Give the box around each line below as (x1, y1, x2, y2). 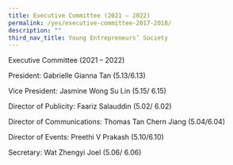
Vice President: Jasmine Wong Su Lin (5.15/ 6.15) (8, 86, 166, 96)
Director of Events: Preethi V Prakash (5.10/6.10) (8, 132, 164, 142)
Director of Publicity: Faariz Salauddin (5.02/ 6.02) (8, 102, 172, 111)
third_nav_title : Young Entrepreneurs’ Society (8, 33, 169, 42)
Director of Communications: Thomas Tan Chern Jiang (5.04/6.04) (8, 117, 226, 127)
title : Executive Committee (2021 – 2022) (8, 11, 151, 20)
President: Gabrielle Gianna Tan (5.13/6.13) (8, 71, 147, 80)
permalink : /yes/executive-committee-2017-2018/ (8, 19, 172, 27)
